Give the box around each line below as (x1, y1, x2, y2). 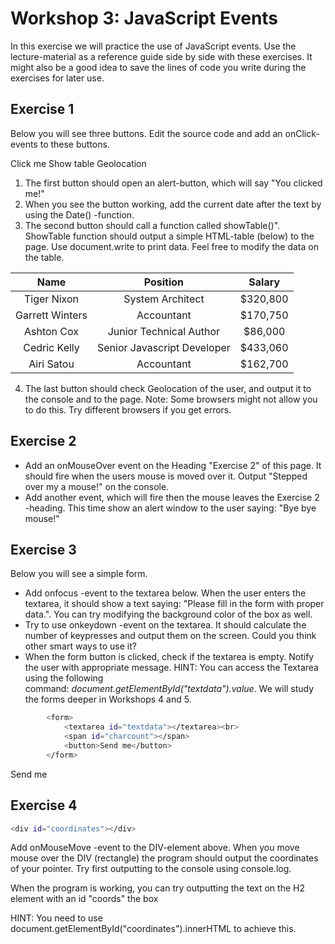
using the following (24, 672, 104, 684)
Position (143, 275, 185, 289)
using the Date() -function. (24, 208, 135, 221)
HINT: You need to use (10, 912, 103, 924)
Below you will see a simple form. (10, 568, 148, 580)
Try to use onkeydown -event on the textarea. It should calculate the (24, 619, 307, 631)
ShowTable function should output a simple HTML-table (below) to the (24, 230, 315, 242)
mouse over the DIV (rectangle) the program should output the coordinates (10, 852, 319, 864)
